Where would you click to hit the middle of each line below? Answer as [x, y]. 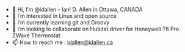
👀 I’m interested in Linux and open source [64, 16]
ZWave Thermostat [36, 35]
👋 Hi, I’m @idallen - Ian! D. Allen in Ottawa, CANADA [77, 9]
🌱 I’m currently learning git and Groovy [61, 22]
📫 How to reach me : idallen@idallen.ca [62, 42]
